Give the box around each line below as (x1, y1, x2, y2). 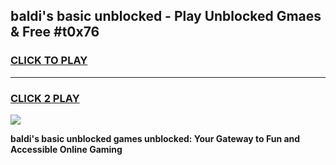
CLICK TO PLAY (10, 54, 88, 68)
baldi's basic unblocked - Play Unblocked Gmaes (10, 8, 322, 25)
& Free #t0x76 (10, 24, 100, 41)
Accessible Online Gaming (10, 143, 123, 155)
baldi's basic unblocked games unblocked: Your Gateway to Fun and (10, 132, 301, 144)
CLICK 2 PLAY (10, 91, 80, 105)
